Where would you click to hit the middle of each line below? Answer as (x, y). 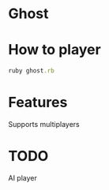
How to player (54, 50)
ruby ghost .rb (32, 71)
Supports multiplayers (44, 124)
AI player (23, 177)
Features (38, 102)
